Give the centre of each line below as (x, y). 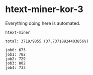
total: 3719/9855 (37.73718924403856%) (47, 41)
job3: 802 (16, 63)
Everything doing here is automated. (43, 23)
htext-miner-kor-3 (44, 9)
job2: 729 (16, 59)
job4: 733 (16, 67)
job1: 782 (16, 54)
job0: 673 (16, 50)
